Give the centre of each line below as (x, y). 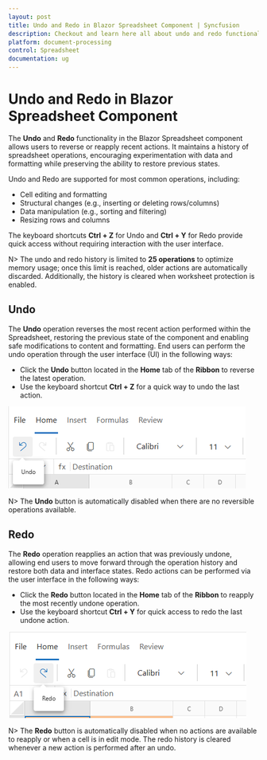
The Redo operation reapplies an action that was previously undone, (120, 554)
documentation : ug (39, 59)
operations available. (43, 509)
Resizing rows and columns (65, 220)
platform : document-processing (60, 42)
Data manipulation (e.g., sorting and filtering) (93, 211)
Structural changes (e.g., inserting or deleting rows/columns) (120, 202)
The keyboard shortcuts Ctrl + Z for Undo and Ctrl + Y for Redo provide (126, 235)
